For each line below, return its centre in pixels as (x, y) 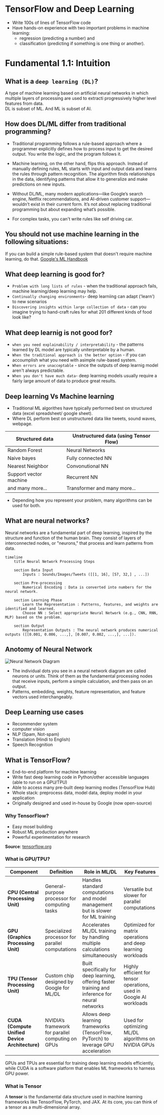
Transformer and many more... (101, 488)
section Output (29, 626)
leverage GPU (98, 1044)
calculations (96, 949)
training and (96, 988)
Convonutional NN (88, 466)
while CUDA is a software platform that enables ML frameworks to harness (80, 1068)
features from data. (24, 103)
